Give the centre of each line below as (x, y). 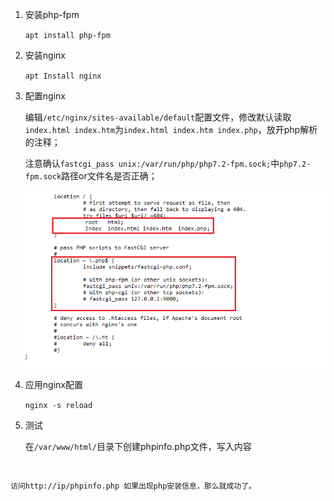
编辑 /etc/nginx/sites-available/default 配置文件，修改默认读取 (158, 117)
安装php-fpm (52, 14)
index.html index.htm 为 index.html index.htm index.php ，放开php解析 (171, 129)
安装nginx (45, 55)
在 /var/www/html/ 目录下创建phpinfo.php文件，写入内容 (138, 446)
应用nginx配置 (53, 384)
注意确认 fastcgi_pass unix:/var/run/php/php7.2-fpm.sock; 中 (152, 163)
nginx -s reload (58, 405)
